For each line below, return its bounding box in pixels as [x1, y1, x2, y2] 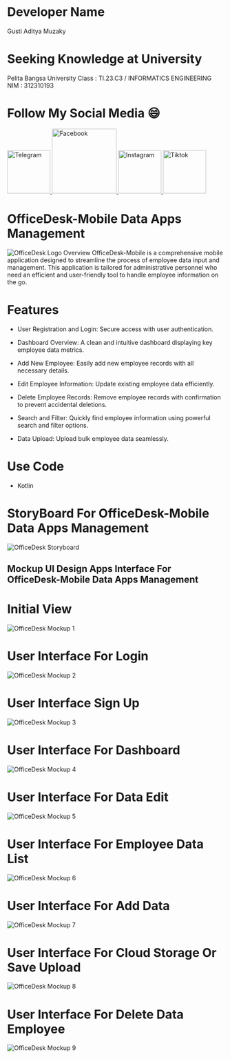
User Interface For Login [7, 649, 149, 664]
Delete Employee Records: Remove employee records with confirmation [17, 393, 222, 401]
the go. [7, 277, 28, 286]
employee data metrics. [17, 346, 85, 354]
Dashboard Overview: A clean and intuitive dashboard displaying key [17, 338, 213, 346]
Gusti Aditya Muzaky [7, 27, 67, 35]
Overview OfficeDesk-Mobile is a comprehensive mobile [63, 248, 224, 257]
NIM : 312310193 [7, 81, 54, 90]
